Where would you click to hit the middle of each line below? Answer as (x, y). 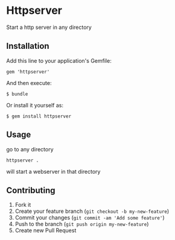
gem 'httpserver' (28, 72)
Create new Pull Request (46, 230)
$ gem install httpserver (39, 116)
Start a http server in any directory (49, 27)
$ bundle (17, 94)
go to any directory (30, 149)
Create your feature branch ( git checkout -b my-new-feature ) (92, 211)
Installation (28, 46)
